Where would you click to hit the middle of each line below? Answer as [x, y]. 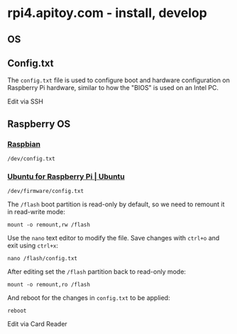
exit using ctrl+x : [33, 245]
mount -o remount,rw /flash [49, 225]
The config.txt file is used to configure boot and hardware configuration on [119, 80]
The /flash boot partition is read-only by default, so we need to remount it [116, 204]
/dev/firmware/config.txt [45, 191]
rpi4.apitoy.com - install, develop [107, 13]
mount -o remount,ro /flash [49, 285]
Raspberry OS [39, 124]
